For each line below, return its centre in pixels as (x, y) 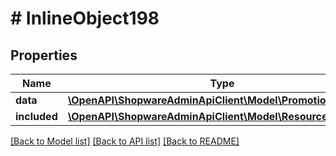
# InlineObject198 (85, 18)
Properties (44, 55)
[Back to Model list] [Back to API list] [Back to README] (125, 141)
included (36, 116)
